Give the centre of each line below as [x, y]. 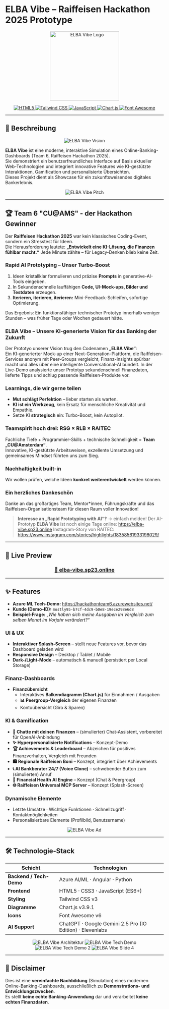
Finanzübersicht [30, 689]
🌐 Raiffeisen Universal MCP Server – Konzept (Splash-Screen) [78, 785]
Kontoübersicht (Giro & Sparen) [53, 708]
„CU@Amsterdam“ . [26, 444]
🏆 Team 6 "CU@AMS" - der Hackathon [69, 214]
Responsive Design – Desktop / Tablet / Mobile [61, 655]
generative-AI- [138, 276]
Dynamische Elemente [33, 798]
